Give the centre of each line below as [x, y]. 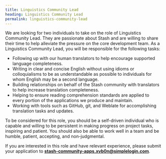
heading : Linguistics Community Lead [44, 14]
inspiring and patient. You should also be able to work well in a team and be [82, 131]
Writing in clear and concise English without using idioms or [73, 69]
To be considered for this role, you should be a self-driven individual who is [82, 121]
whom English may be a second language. [55, 79]
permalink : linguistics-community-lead [46, 19]
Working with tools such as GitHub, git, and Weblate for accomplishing [84, 106]
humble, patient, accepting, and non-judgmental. [55, 136]
